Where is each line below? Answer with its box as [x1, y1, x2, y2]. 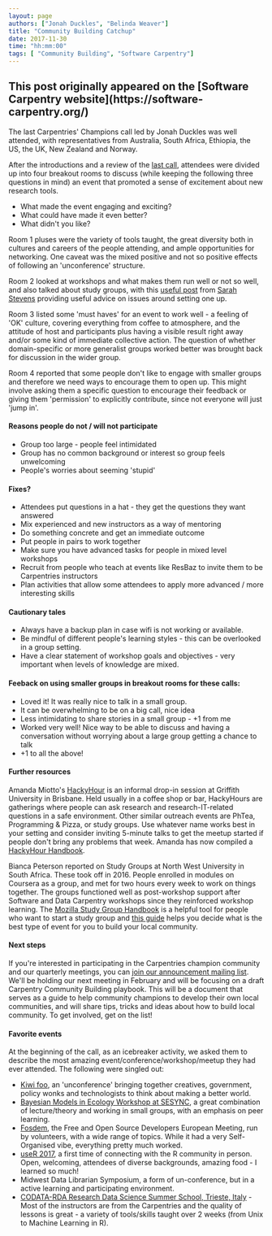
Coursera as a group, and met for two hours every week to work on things [8, 878, 257, 888]
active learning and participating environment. [19, 1184, 175, 1194]
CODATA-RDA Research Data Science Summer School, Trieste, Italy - [19, 1192, 253, 1202]
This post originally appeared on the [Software [8, 80, 249, 94]
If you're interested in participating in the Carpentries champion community [8, 959, 261, 968]
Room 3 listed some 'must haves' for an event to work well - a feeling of [8, 309, 249, 319]
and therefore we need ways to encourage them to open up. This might [8, 376, 247, 386]
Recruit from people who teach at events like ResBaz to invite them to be [19, 563, 264, 572]
